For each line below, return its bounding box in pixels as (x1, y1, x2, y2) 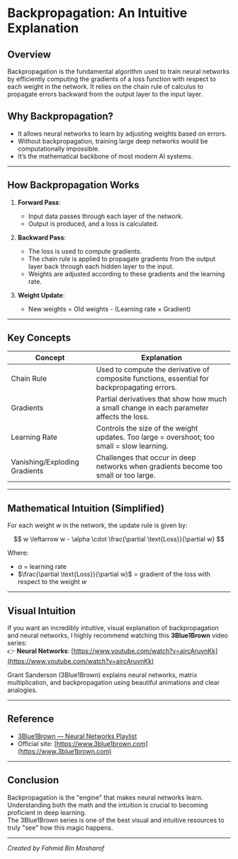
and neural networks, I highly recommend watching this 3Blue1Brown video (7, 631, 229, 640)
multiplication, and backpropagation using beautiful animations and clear (7, 679, 220, 687)
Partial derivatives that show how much (96, 394, 227, 404)
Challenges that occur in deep (96, 453, 196, 463)
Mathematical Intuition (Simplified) (7, 502, 165, 514)
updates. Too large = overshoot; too (96, 432, 215, 442)
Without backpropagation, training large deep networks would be (17, 136, 208, 145)
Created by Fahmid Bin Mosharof (7, 843, 105, 852)
